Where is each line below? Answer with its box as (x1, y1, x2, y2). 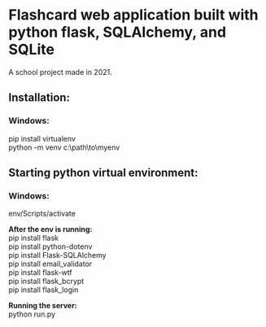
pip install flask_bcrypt (8, 277, 85, 286)
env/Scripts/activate (8, 209, 76, 219)
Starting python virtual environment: (8, 166, 198, 180)
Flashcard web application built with (8, 6, 259, 24)
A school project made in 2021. (8, 67, 112, 76)
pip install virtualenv (8, 133, 76, 143)
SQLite (8, 41, 55, 59)
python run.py (8, 309, 55, 319)
